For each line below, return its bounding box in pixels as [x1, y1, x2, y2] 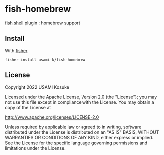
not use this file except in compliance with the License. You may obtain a [5, 99, 154, 105]
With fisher [5, 47, 28, 53]
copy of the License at [5, 104, 51, 110]
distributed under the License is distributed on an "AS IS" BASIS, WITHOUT [5, 129, 159, 135]
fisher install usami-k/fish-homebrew [5, 57, 85, 62]
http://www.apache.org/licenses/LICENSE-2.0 [5, 114, 99, 120]
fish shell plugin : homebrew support [5, 20, 81, 26]
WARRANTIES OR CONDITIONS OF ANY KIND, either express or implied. [5, 134, 153, 140]
